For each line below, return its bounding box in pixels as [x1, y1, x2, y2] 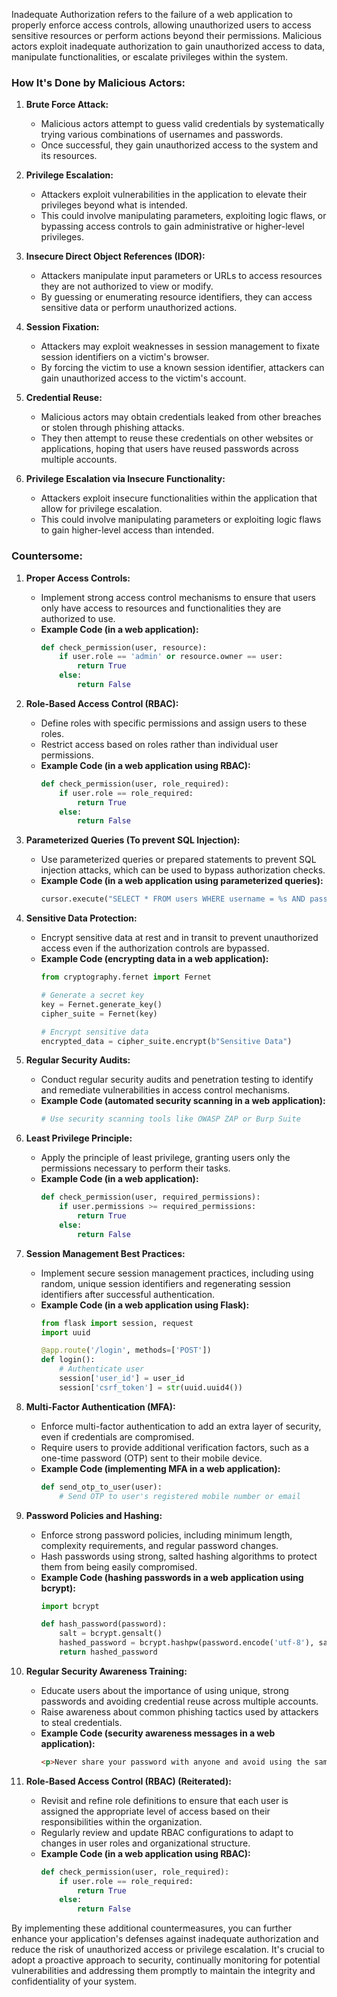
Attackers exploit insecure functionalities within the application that [40, 492, 318, 504]
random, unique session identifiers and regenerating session [40, 1277, 291, 1289]
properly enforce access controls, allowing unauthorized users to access [11, 19, 312, 31]
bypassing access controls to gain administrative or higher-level [40, 220, 305, 233]
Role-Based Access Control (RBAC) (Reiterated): [25, 1775, 232, 1787]
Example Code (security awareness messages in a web [40, 1727, 276, 1739]
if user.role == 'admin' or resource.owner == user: [59, 652, 284, 662]
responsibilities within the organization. [40, 1815, 203, 1828]
